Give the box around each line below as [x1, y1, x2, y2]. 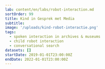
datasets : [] [5, 48, 31, 52]
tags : [5, 30, 16, 34]
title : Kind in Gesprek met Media [5, 16, 75, 21]
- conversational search [9, 43, 60, 48]
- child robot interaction [9, 39, 64, 44]
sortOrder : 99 [5, 12, 34, 17]
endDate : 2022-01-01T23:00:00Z [5, 57, 68, 62]
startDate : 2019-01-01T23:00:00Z [5, 52, 73, 57]
